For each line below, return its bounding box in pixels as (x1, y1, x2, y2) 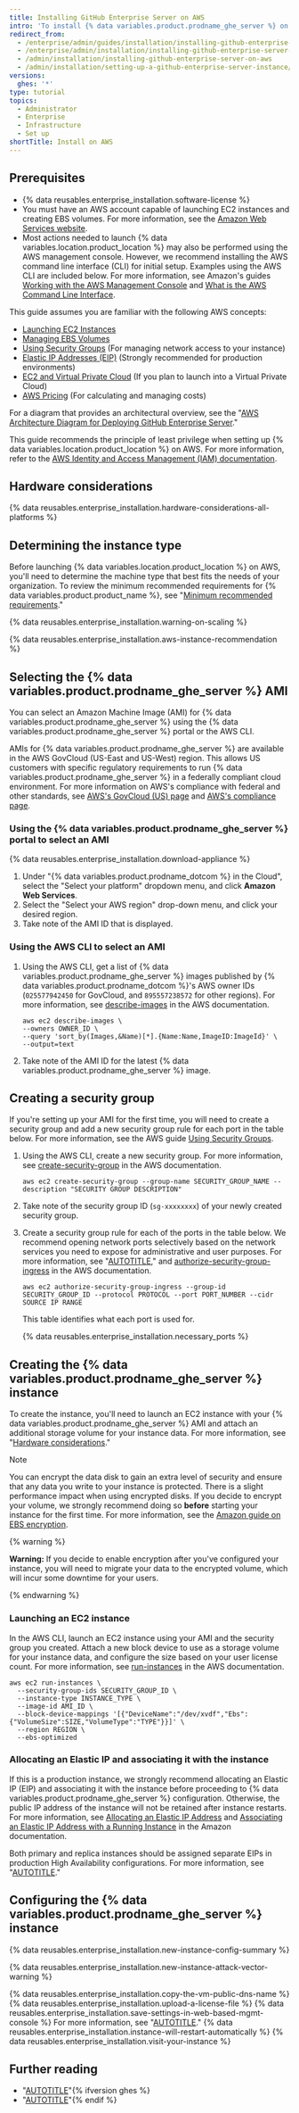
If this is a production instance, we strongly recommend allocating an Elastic (9, 1773, 289, 1785)
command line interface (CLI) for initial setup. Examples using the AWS (21, 261, 282, 271)
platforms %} (9, 512, 58, 523)
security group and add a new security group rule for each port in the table (9, 1123, 285, 1134)
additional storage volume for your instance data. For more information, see (9, 1428, 287, 1438)
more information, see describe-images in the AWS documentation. (21, 998, 270, 1009)
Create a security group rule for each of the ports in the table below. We (21, 1228, 287, 1239)
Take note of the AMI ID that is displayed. (21, 918, 174, 929)
